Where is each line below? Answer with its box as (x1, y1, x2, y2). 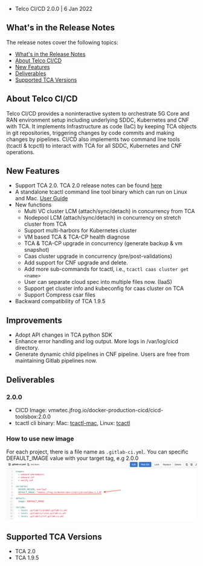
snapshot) (24, 246, 50, 254)
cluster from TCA (24, 220, 67, 228)
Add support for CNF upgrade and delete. (24, 259, 128, 266)
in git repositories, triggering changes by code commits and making (6, 129, 175, 136)
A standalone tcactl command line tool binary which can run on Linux (14, 188, 187, 196)
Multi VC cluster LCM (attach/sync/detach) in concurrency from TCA (24, 208, 195, 215)
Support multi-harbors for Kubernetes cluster (24, 227, 137, 234)
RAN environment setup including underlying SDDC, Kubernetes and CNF (6, 116, 189, 123)
